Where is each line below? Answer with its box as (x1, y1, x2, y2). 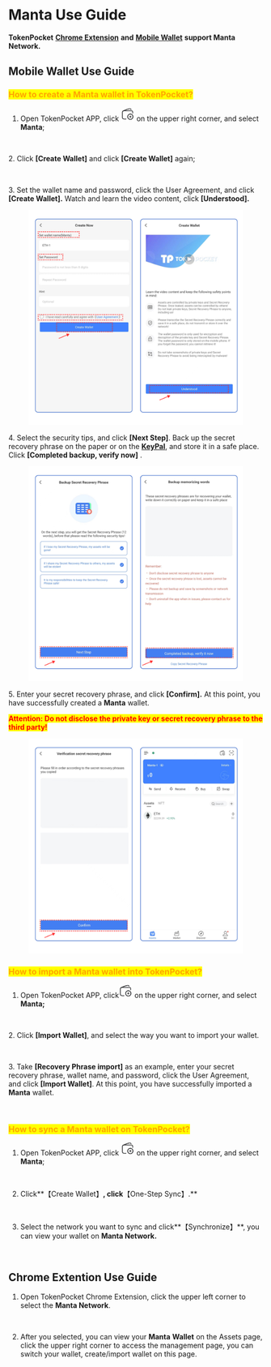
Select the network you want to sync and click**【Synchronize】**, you (19, 1222, 260, 1232)
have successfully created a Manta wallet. (8, 697, 150, 707)
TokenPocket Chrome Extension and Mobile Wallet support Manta (8, 32, 236, 42)
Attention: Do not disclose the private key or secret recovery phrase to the (8, 713, 263, 723)
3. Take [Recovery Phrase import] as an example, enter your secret (8, 1061, 235, 1071)
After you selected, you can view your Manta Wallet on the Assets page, (19, 1332, 263, 1342)
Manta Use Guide (8, 6, 127, 24)
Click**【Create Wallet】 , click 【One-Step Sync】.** (19, 1189, 198, 1199)
